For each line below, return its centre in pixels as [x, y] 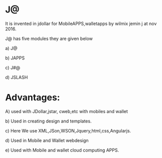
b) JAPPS [15, 58]
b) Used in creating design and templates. [48, 121]
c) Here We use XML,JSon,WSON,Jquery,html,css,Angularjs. [68, 130]
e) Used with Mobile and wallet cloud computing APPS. [62, 150]
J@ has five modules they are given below [49, 38]
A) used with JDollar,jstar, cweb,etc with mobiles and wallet [66, 111]
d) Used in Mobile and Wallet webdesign [47, 140]
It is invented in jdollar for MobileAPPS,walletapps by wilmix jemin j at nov [81, 23]
